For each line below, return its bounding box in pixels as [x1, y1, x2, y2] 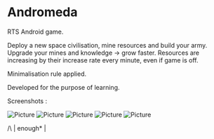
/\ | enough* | [7, 124, 47, 132]
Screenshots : [7, 96, 48, 105]
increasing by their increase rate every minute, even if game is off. [7, 55, 199, 64]
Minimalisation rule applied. [7, 69, 87, 78]
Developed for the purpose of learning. [7, 83, 121, 91]
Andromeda [7, 4, 79, 20]
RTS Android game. [7, 27, 64, 36]
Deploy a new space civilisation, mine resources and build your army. [7, 41, 208, 49]
